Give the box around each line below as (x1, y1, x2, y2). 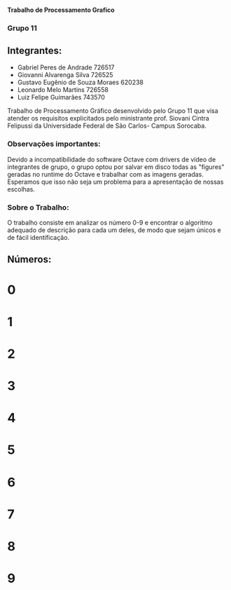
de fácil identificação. (7, 233, 70, 241)
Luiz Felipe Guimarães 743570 (17, 93, 105, 102)
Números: (7, 253, 52, 266)
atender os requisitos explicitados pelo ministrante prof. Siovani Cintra (7, 114, 210, 123)
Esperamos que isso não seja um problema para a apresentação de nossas (7, 177, 224, 186)
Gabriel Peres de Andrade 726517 (17, 63, 115, 72)
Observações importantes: (7, 139, 101, 149)
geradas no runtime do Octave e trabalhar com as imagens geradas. (7, 170, 204, 178)
